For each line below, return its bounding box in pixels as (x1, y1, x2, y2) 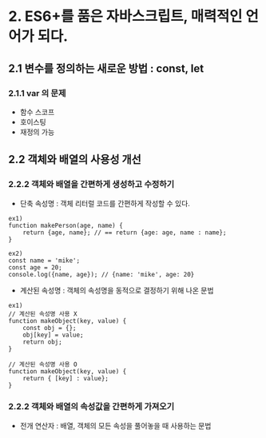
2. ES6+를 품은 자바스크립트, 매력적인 (8, 7, 243, 26)
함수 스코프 (19, 107, 55, 117)
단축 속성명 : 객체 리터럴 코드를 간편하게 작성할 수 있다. (19, 198, 190, 208)
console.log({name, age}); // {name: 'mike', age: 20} (8, 270, 195, 278)
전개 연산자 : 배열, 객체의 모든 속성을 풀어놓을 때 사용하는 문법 (19, 420, 212, 430)
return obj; (22, 337, 62, 346)
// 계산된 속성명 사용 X (8, 309, 77, 318)
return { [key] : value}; (22, 374, 109, 382)
